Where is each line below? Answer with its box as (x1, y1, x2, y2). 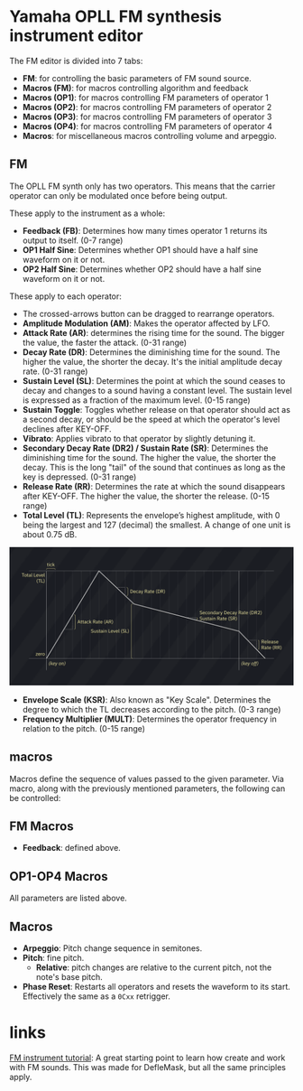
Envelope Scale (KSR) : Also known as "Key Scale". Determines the (22, 694, 271, 705)
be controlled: (9, 792, 61, 803)
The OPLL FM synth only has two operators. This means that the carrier (9, 181, 276, 191)
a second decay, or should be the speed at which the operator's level (22, 414, 280, 424)
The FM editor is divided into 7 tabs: (9, 55, 143, 66)
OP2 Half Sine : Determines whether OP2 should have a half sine (22, 264, 262, 275)
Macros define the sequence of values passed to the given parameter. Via (9, 773, 284, 784)
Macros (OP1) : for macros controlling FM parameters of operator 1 (22, 92, 269, 103)
